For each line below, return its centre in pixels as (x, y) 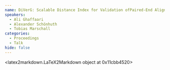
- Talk (16, 43)
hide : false (17, 48)
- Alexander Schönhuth (33, 24)
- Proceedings (24, 39)
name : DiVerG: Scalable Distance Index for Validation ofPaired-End (79, 10)
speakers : (15, 15)
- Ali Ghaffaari (26, 19)
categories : (17, 33)
